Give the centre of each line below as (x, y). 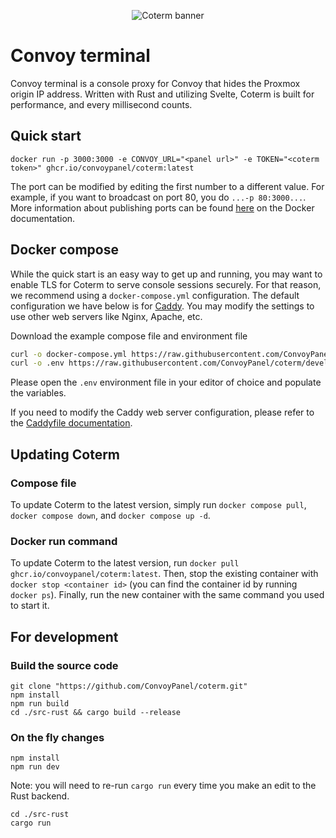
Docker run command (64, 541)
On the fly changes (57, 737)
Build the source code (64, 665)
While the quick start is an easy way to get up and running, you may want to (166, 274)
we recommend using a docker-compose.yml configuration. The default (155, 295)
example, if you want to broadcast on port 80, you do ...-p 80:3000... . (158, 197)
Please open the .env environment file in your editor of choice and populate (166, 382)
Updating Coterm (65, 454)
